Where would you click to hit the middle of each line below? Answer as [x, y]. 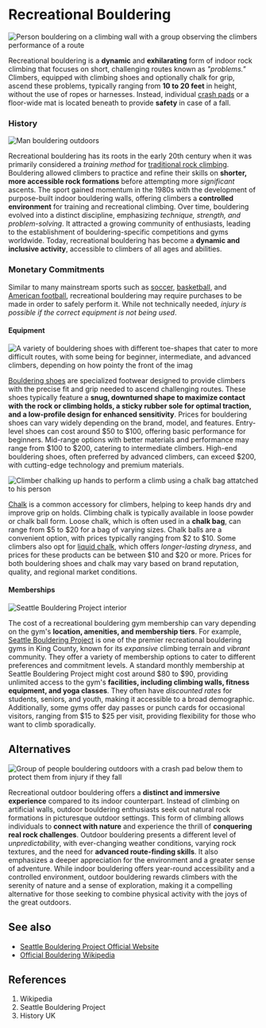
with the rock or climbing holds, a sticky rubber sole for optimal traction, [130, 405]
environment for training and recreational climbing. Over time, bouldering [129, 207]
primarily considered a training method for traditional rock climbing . [119, 165]
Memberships [32, 590]
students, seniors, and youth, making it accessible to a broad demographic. [131, 699]
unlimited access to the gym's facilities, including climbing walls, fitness [129, 682]
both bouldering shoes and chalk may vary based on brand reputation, [123, 563]
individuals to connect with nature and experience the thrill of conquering [130, 826]
